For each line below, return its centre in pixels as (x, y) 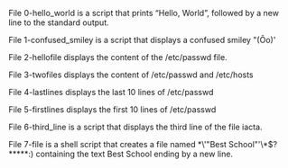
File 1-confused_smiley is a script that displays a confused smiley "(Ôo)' (142, 40)
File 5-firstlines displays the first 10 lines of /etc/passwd (112, 110)
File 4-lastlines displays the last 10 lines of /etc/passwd (111, 92)
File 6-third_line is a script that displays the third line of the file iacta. (135, 127)
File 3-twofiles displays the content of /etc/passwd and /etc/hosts (131, 75)
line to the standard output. (59, 22)
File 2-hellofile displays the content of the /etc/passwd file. (118, 57)
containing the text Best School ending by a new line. (135, 154)
